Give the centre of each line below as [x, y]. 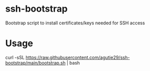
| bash [73, 63]
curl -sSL [15, 57]
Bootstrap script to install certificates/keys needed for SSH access [75, 23]
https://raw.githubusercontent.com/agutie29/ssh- [78, 57]
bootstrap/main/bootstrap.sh [35, 63]
